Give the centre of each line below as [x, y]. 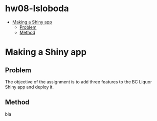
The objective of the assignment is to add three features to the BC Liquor [78, 81]
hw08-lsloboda [37, 9]
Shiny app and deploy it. [29, 87]
